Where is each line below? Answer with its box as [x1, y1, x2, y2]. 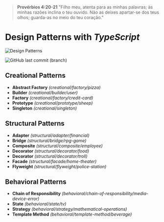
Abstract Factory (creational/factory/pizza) [12, 84, 101, 90]
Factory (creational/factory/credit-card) [12, 95, 94, 101]
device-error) [12, 196, 40, 202]
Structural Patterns [5, 119, 65, 128]
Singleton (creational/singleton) [12, 105, 77, 111]
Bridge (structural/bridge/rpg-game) [12, 137, 87, 143]
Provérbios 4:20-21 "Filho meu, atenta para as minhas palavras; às [17, 4, 153, 10]
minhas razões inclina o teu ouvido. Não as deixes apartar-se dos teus [17, 9, 159, 15]
